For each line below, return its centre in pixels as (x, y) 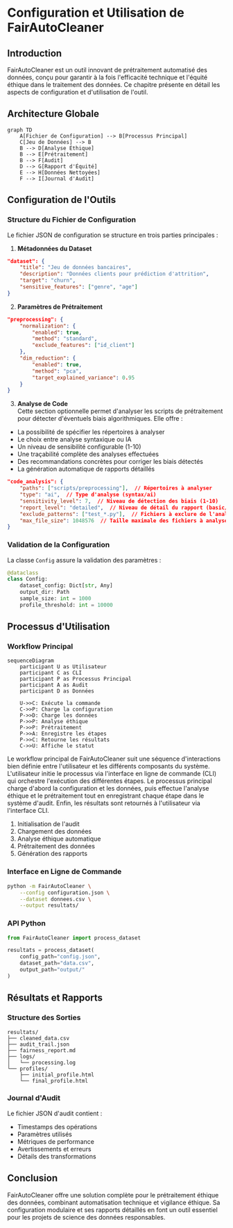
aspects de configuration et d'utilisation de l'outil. (78, 92)
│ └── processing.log (42, 1063)
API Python (27, 923)
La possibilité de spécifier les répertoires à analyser (91, 432)
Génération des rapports (52, 854)
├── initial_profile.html (57, 1075)
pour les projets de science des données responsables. (86, 1217)
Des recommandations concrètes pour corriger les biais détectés (110, 462)
